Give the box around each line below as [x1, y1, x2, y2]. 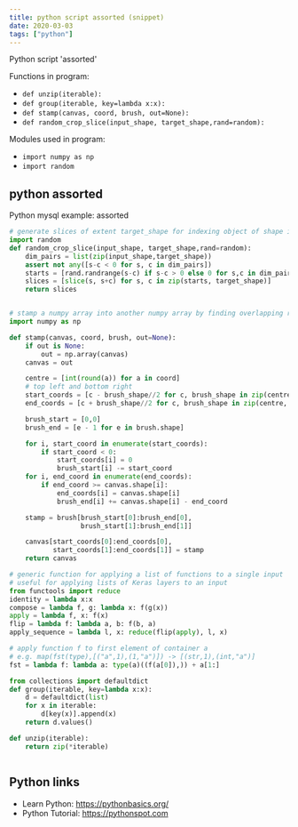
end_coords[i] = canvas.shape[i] [56, 488, 180, 498]
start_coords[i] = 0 [56, 455, 133, 465]
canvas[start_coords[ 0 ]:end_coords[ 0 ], [25, 537, 173, 547]
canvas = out [25, 357, 74, 367]
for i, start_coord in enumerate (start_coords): [25, 439, 208, 448]
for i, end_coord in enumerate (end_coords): [25, 472, 192, 481]
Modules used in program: [9, 134, 106, 145]
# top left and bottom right [25, 382, 133, 391]
